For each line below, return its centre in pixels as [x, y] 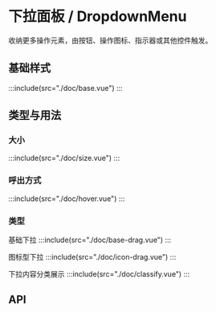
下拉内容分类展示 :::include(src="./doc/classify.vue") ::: [99, 274]
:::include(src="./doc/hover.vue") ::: [67, 199]
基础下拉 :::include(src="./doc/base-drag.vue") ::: [90, 240]
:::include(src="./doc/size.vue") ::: [64, 158]
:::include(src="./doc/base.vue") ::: [65, 88]
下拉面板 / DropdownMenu [98, 16]
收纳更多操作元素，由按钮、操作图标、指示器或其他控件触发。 [110, 40]
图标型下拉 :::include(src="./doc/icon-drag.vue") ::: [92, 257]
